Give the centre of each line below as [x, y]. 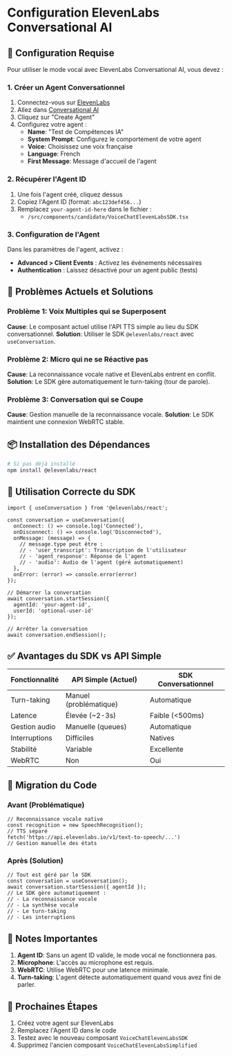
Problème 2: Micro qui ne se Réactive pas [78, 359]
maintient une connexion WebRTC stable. [66, 422]
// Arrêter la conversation [48, 629]
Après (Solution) [35, 860]
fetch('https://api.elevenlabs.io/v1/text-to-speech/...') [94, 837]
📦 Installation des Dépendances [79, 444]
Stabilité [24, 750]
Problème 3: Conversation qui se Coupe [75, 399]
